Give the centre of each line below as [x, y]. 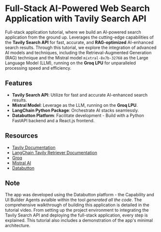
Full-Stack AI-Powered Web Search [77, 8]
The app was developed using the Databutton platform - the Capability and [80, 195]
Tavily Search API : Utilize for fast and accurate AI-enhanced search [80, 95]
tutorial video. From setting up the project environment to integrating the [77, 210]
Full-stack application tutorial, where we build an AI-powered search [73, 32]
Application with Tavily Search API [76, 19]
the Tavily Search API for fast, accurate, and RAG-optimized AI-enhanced [79, 42]
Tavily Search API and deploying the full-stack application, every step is [77, 215]
